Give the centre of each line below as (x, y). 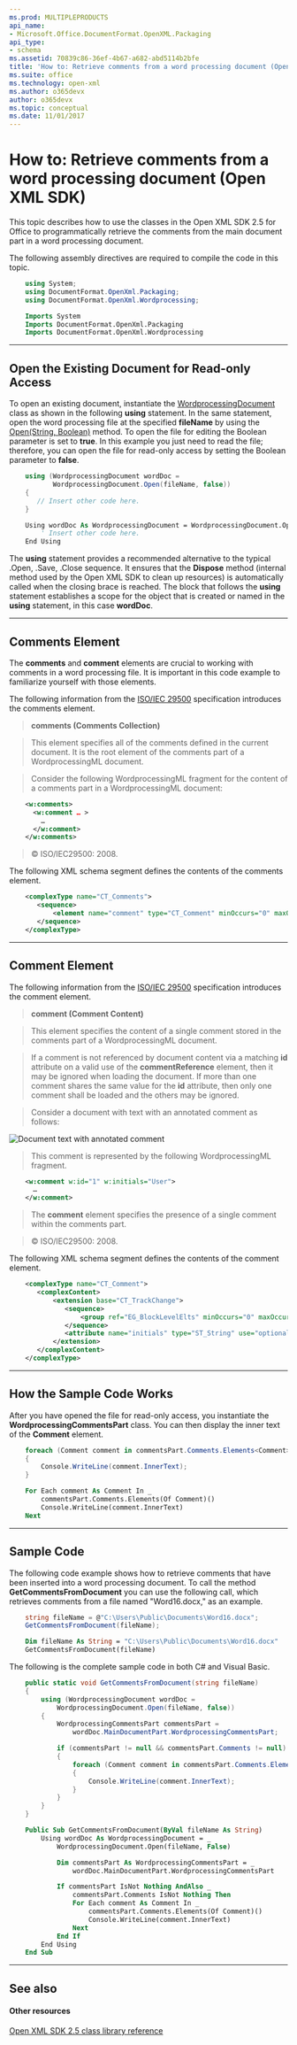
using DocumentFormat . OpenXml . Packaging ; (102, 292)
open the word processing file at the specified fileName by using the (135, 422)
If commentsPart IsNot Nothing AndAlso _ (134, 1887)
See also (33, 1988)
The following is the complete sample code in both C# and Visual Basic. (140, 1667)
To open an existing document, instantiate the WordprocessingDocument (142, 404)
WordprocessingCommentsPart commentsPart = (137, 1724)
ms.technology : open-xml (55, 83)
